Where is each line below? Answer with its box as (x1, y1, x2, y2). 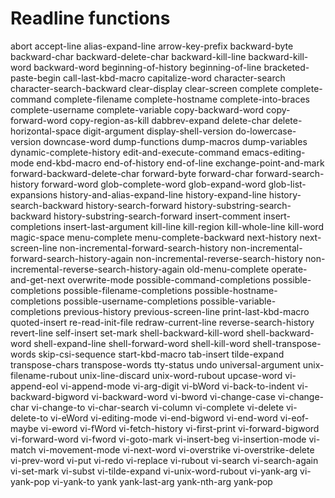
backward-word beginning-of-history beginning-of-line (33, 61, 262, 73)
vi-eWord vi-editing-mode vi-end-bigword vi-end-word (50, 412, 278, 424)
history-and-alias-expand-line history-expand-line (59, 188, 267, 201)
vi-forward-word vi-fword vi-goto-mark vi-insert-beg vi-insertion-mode (10, 433, 307, 445)
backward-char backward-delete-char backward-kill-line (10, 50, 247, 62)
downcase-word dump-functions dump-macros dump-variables (43, 135, 308, 147)
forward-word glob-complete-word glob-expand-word (41, 178, 267, 190)
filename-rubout (10, 369, 78, 381)
